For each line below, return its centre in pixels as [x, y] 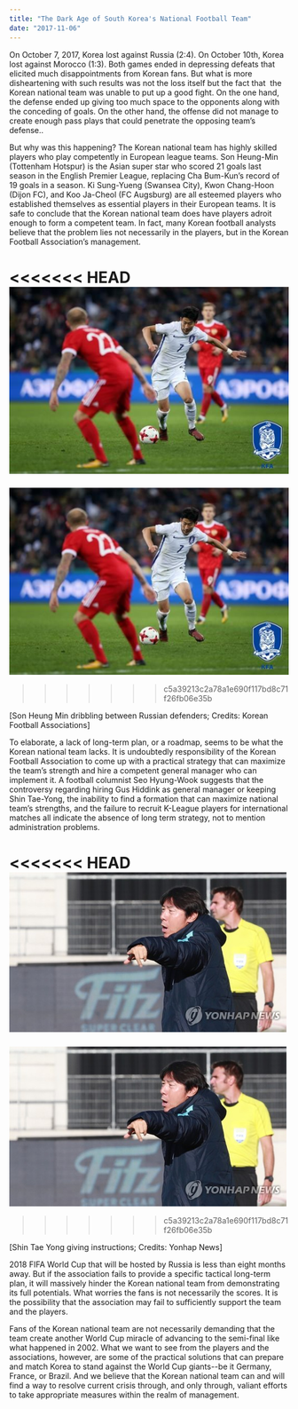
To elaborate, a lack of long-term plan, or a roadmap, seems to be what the [146, 742]
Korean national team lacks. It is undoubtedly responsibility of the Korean [143, 752]
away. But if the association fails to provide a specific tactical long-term [140, 1274]
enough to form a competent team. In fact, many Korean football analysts [143, 223]
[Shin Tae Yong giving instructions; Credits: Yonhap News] [116, 1247]
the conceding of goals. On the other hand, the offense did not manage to [144, 111]
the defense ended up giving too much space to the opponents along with [145, 101]
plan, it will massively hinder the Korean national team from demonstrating [145, 1284]
